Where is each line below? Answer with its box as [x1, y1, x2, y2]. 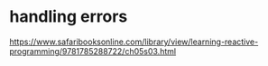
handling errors [9, 6, 128, 27]
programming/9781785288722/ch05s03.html [9, 45, 177, 56]
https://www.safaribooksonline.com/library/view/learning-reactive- [9, 36, 259, 47]
